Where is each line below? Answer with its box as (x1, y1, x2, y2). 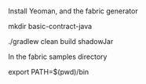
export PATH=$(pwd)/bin (8, 68, 89, 77)
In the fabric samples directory (8, 52, 108, 61)
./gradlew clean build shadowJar (8, 37, 114, 46)
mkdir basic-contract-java (8, 22, 93, 31)
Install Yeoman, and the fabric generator (8, 6, 139, 16)
